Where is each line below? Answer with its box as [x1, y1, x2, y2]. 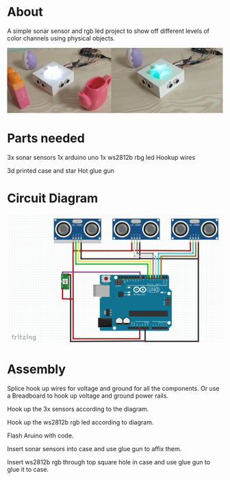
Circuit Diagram [7, 191, 98, 206]
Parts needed [7, 131, 86, 146]
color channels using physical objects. [7, 34, 115, 42]
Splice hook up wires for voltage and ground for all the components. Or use [7, 385, 220, 392]
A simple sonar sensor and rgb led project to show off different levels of [7, 27, 210, 35]
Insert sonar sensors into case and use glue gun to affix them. [7, 445, 182, 453]
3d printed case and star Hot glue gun [7, 166, 114, 175]
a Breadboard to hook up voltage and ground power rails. [7, 392, 169, 400]
